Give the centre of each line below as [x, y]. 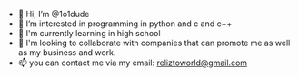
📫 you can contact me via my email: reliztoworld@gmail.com [133, 63]
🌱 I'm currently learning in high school [89, 33]
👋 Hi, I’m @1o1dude [54, 14]
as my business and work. [67, 53]
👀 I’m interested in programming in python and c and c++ [125, 24]
